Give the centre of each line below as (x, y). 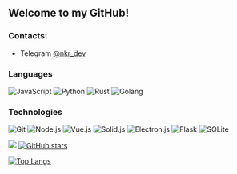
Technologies (35, 112)
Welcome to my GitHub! (69, 13)
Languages (31, 73)
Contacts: (28, 36)
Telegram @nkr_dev (53, 53)
